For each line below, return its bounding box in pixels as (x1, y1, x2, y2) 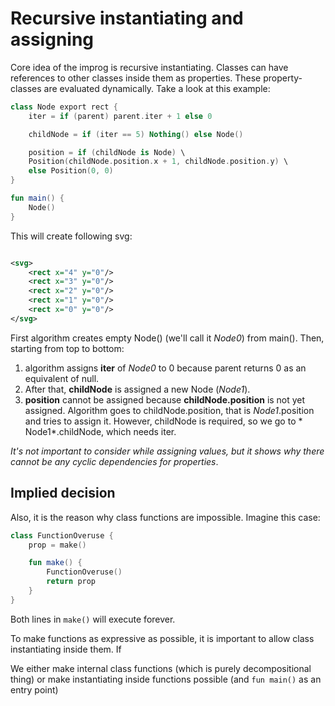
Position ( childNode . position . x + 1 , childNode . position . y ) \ (28, 157, 289, 167)
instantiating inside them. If (10, 643, 122, 655)
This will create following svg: (10, 230, 133, 242)
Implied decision (10, 485, 116, 502)
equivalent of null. (24, 372, 100, 384)
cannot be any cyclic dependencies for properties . (10, 455, 219, 467)
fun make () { (28, 558, 83, 568)
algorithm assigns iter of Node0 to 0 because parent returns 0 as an (24, 362, 307, 374)
